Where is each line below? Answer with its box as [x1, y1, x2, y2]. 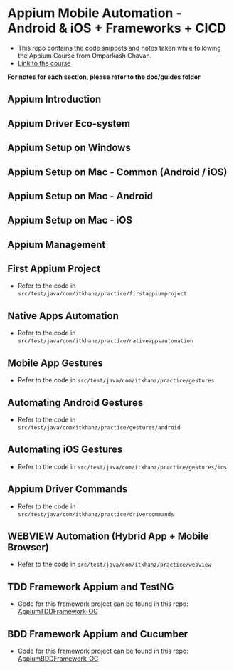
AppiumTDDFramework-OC [17, 607, 98, 616]
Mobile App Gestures [7, 357, 103, 369]
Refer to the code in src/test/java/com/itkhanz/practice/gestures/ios [17, 462, 228, 471]
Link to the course [17, 58, 71, 67]
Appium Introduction [7, 93, 102, 105]
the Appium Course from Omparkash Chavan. [17, 51, 152, 60]
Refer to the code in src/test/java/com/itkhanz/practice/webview [17, 560, 211, 569]
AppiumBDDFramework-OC [17, 654, 99, 663]
